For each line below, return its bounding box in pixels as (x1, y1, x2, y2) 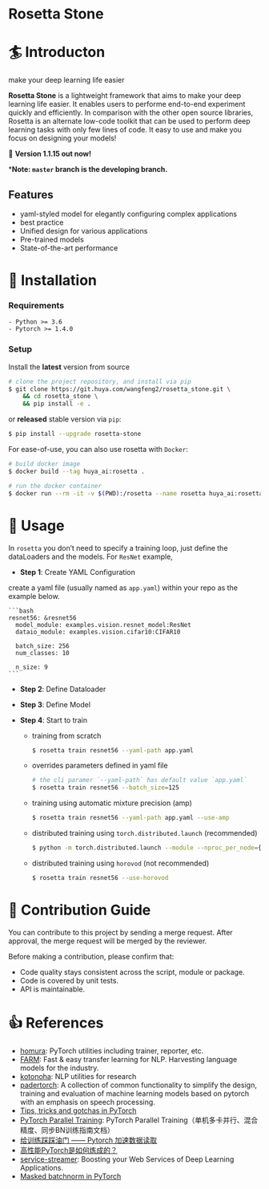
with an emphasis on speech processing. (19, 1097, 156, 1106)
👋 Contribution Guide (8, 901, 151, 919)
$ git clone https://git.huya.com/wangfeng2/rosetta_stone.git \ (8, 385, 231, 393)
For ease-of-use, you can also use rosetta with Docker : (8, 445, 188, 454)
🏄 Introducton (8, 43, 106, 61)
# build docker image (8, 460, 81, 468)
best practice (19, 218, 64, 227)
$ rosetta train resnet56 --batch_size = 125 (31, 784, 180, 792)
